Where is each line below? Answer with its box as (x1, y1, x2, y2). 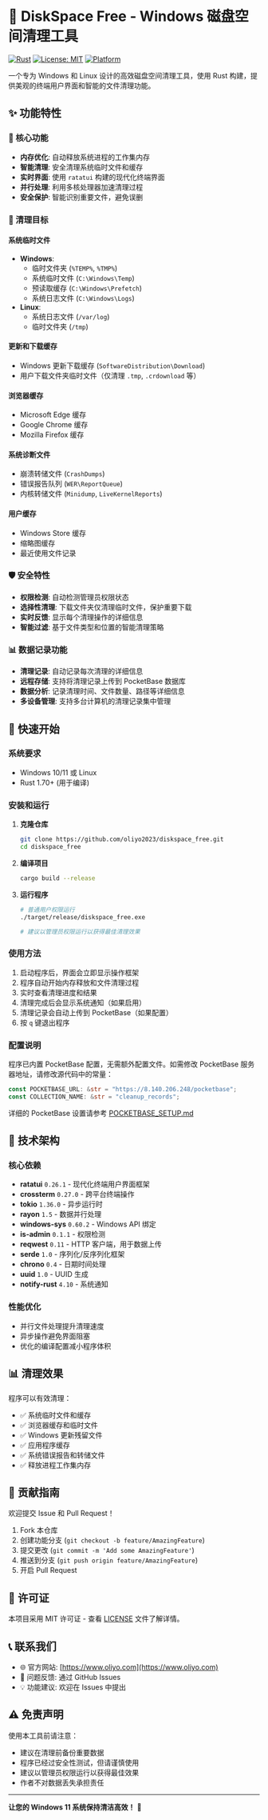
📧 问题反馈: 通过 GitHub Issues (19, 1672, 121, 1682)
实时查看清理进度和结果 (19, 987, 97, 997)
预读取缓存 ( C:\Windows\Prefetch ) (31, 283, 142, 293)
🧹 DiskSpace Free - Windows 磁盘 (8, 7, 235, 26)
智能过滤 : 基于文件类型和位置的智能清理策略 (19, 622, 164, 632)
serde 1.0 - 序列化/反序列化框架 (19, 1250, 125, 1259)
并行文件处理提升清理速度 (19, 1321, 104, 1330)
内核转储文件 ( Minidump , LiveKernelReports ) (19, 489, 163, 498)
